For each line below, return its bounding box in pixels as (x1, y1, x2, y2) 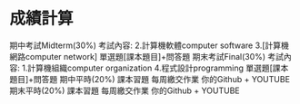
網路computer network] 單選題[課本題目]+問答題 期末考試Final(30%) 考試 (9, 51, 285, 61)
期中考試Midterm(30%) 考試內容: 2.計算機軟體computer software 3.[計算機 (9, 40, 289, 51)
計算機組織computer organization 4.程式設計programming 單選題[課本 (26, 62, 289, 73)
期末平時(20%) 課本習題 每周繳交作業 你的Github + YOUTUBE (9, 85, 241, 96)
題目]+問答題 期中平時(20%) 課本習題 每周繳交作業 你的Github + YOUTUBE (9, 73, 291, 84)
